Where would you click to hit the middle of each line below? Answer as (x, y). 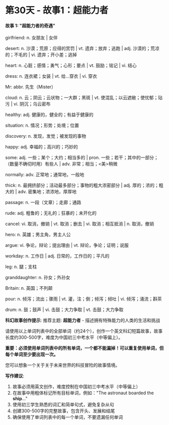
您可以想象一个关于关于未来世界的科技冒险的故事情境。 (62, 365)
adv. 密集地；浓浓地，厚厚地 (47, 192)
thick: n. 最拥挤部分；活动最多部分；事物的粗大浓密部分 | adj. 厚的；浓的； (82, 185)
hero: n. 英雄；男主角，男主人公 (38, 235)
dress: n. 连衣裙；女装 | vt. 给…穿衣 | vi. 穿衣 (51, 76)
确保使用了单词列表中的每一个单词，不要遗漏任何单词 (68, 417)
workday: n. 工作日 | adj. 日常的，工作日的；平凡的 (57, 256)
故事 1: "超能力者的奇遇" (30, 25)
